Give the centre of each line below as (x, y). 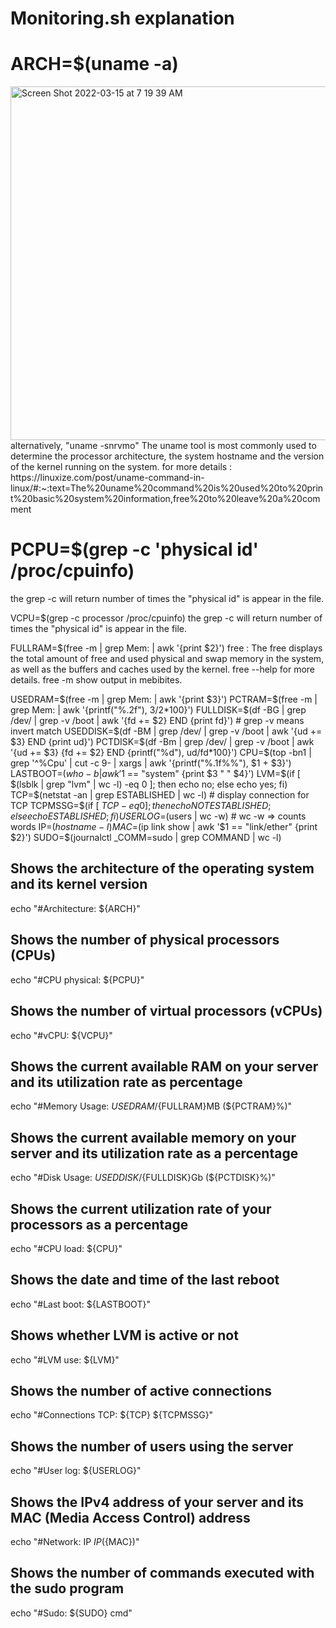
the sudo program (67, 1588)
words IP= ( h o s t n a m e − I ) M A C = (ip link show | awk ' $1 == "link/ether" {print (164, 827)
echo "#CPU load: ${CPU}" (66, 1248)
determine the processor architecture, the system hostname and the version (167, 456)
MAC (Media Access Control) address (130, 1517)
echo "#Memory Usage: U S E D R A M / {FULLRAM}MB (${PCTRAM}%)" (151, 1106)
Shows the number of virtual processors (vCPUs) (166, 1011)
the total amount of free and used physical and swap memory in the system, (167, 659)
